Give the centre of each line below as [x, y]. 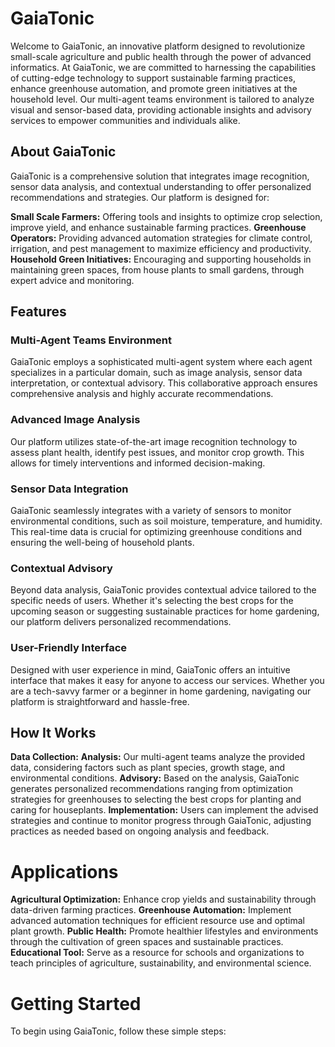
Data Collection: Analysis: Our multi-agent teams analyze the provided [158, 757]
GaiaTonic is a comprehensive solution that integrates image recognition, [160, 176]
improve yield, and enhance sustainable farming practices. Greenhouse [158, 227]
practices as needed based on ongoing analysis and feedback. [140, 831]
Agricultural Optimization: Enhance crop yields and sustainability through [163, 899]
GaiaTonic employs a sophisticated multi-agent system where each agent [161, 362]
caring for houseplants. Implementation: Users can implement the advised [164, 810]
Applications [64, 871]
